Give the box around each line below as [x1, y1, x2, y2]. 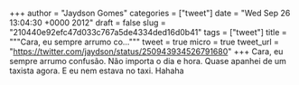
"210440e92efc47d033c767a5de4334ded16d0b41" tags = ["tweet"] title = [9, 27, 287, 37]
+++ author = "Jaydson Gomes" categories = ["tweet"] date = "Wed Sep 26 [9, 8, 291, 18]
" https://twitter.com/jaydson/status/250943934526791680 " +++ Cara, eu [9, 46, 284, 57]
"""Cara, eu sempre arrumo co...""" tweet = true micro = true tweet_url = [9, 36, 280, 47]
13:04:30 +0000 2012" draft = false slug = [9, 17, 166, 28]
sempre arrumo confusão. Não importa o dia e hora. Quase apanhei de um [9, 56, 287, 66]
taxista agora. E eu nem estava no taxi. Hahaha [9, 65, 184, 76]
